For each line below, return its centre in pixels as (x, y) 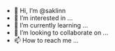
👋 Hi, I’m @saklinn (40, 11)
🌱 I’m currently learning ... (51, 25)
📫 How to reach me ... (46, 40)
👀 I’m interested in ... (43, 18)
